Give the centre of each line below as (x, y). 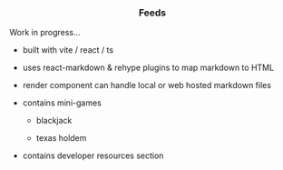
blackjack (54, 121)
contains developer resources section (93, 155)
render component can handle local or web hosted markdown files (147, 85)
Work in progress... (45, 33)
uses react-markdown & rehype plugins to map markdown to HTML (148, 68)
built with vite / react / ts (68, 50)
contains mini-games (62, 103)
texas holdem (61, 138)
